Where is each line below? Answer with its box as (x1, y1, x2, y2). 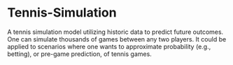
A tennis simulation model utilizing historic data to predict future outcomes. (7, 28, 224, 36)
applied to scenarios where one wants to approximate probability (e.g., (7, 42, 211, 50)
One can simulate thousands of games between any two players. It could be (7, 35, 227, 43)
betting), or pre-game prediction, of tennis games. (7, 50, 152, 58)
